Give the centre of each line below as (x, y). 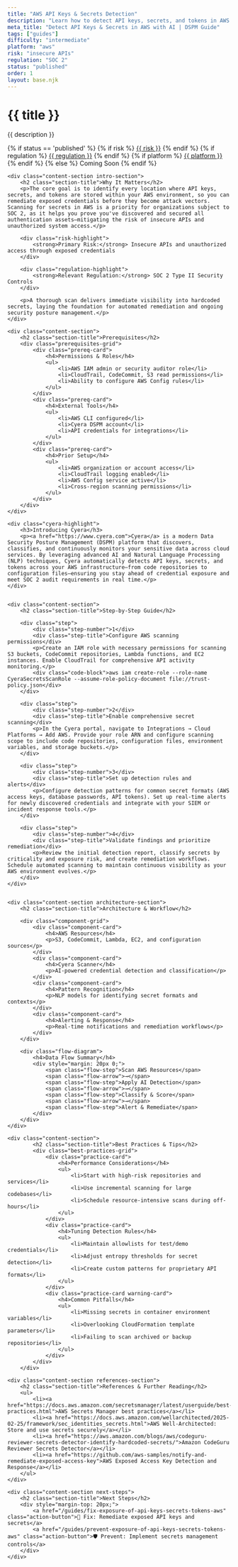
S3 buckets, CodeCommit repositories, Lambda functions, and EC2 (106, 654)
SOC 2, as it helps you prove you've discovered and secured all (106, 214)
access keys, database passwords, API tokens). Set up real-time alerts (117, 797)
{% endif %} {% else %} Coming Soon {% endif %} (82, 163)
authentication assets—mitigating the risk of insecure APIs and (106, 220)
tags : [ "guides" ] (33, 34)
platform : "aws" (31, 47)
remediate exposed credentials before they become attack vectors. (109, 201)
